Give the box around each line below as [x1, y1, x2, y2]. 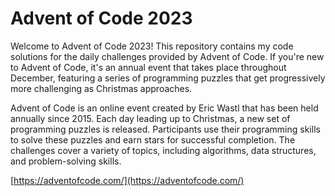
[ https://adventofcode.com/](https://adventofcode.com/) [10, 174, 245, 186]
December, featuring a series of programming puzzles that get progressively [10, 72, 326, 84]
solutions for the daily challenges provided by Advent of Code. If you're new [10, 50, 325, 62]
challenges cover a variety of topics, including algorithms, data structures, [10, 144, 317, 156]
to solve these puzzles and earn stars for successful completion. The [10, 133, 296, 146]
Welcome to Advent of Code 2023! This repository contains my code [10, 40, 294, 52]
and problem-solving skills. [10, 155, 122, 167]
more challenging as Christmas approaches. [10, 82, 193, 94]
